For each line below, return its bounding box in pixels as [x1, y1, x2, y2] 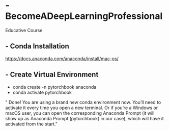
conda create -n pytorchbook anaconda [12, 84, 97, 90]
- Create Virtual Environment [5, 70, 99, 79]
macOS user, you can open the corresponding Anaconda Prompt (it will [5, 110, 155, 116]
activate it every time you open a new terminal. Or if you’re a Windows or [5, 104, 158, 111]
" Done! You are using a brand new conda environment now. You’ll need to [5, 99, 161, 105]
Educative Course [5, 27, 43, 33]
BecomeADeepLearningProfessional [5, 10, 163, 22]
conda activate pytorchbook [12, 89, 72, 95]
